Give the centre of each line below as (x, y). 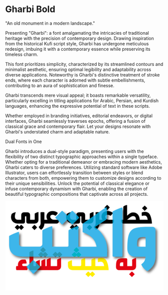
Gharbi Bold (30, 9)
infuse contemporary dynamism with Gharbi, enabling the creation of (76, 189)
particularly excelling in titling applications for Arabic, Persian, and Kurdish (82, 100)
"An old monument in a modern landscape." (50, 23)
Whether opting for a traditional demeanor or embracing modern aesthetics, (83, 162)
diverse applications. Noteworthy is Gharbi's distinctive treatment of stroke (82, 75)
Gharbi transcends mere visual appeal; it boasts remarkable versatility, (78, 95)
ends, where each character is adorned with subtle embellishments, (75, 80)
